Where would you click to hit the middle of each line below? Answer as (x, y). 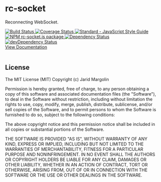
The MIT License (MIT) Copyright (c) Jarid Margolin (57, 79)
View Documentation (26, 47)
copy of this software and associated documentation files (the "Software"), (81, 94)
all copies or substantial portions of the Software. (55, 129)
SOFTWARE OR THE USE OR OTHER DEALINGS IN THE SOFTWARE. (74, 175)
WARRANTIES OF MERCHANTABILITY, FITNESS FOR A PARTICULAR (74, 149)
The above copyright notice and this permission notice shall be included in (80, 124)
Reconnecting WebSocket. (32, 22)
